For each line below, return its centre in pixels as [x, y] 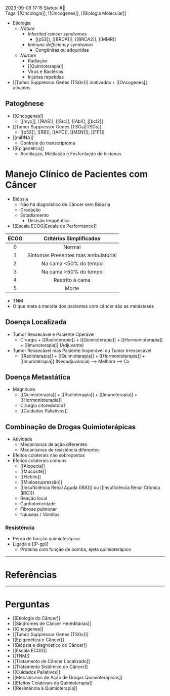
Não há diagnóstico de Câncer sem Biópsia [65, 204]
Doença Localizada [36, 322]
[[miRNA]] [23, 137]
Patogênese [25, 104]
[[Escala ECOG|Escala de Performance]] [55, 226]
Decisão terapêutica [49, 220]
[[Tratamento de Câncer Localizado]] [51, 662]
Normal [72, 247]
